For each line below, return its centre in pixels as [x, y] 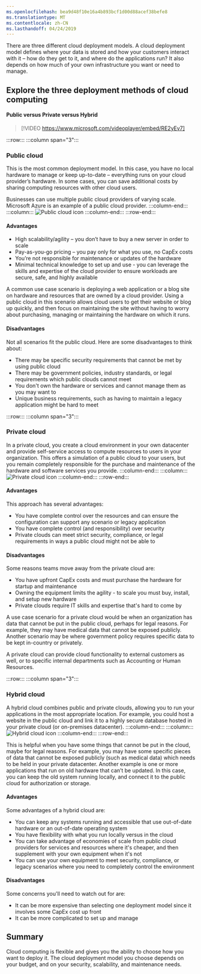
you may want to [35, 392]
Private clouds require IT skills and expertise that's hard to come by [98, 605]
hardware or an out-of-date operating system [71, 828]
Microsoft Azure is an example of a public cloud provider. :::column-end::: [97, 206]
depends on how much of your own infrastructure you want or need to [93, 65]
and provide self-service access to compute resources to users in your [94, 451]
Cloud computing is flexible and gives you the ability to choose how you [95, 951]
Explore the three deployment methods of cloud [97, 90]
